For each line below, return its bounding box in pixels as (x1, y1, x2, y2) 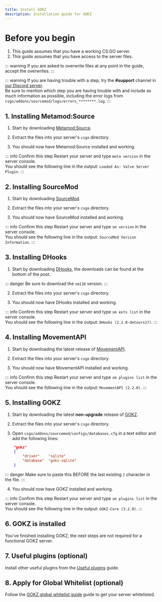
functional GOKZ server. (5, 538, 53, 543)
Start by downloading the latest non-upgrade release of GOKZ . (12, 412, 138, 417)
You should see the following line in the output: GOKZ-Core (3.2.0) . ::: (5, 506, 143, 511)
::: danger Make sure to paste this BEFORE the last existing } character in (5, 471, 150, 477)
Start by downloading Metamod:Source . (12, 125, 92, 131)
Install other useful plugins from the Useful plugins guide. (5, 565, 119, 570)
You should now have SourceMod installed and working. (12, 214, 124, 221)
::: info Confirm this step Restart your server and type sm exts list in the (5, 309, 151, 315)
